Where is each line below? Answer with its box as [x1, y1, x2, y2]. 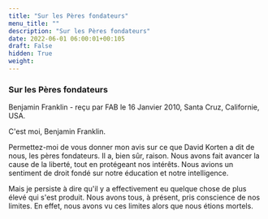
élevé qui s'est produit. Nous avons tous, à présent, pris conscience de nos [8, 192, 261, 203]
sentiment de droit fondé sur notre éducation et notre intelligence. [8, 168, 229, 178]
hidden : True [8, 49, 53, 58]
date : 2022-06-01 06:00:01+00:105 [8, 34, 126, 43]
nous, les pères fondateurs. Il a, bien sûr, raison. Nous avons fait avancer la [8, 151, 260, 161]
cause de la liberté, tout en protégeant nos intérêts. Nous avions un [8, 160, 234, 170]
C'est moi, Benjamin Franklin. [8, 127, 106, 136]
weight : [8, 58, 35, 66]
